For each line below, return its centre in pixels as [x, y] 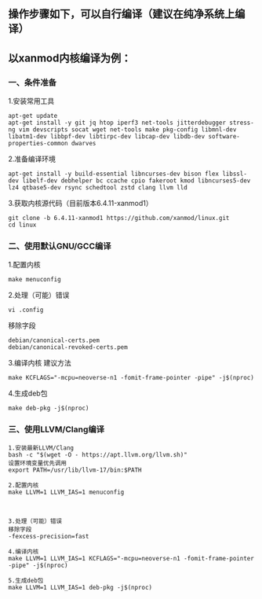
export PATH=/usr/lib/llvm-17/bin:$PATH [75, 470]
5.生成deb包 [26, 580]
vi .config [26, 310]
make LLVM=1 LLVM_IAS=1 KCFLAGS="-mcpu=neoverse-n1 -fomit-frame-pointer [131, 558]
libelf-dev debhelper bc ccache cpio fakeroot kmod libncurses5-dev [136, 181]
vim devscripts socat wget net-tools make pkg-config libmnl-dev [127, 130]
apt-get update [33, 116]
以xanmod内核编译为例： [70, 58]
